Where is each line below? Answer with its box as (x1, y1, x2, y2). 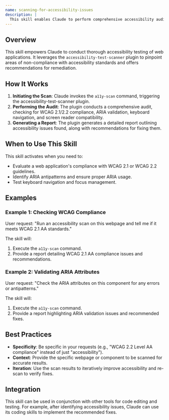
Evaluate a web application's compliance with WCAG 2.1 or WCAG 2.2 (12, 163, 157, 169)
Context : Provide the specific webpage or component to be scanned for (12, 354, 162, 360)
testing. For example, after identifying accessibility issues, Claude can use (5, 404, 159, 410)
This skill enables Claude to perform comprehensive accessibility (10, 17, 154, 22)
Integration (5, 385, 41, 394)
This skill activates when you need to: (5, 153, 83, 159)
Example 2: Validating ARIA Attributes (5, 269, 100, 276)
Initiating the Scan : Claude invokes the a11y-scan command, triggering (12, 93, 160, 99)
